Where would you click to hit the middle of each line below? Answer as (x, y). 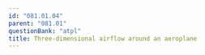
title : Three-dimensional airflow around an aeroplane (103, 38)
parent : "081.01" (38, 23)
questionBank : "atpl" (45, 31)
